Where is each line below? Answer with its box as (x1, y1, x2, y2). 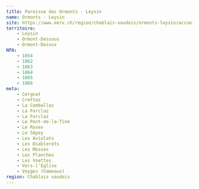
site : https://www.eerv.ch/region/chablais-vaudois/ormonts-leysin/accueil (6, 20, 197, 25)
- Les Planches (17, 152, 54, 158)
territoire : (6, 25, 36, 31)
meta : (6, 86, 20, 92)
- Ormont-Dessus (17, 42, 57, 48)
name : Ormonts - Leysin (6, 14, 65, 20)
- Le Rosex (17, 124, 44, 130)
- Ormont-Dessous (17, 36, 60, 42)
